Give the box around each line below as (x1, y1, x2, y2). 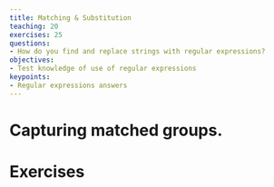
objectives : (9, 55, 54, 64)
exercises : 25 (9, 30, 64, 39)
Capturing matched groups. (9, 120, 223, 141)
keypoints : (9, 73, 51, 82)
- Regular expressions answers (9, 81, 128, 90)
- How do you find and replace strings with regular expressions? (9, 47, 266, 56)
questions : (9, 38, 51, 48)
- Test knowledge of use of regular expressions (9, 64, 197, 74)
